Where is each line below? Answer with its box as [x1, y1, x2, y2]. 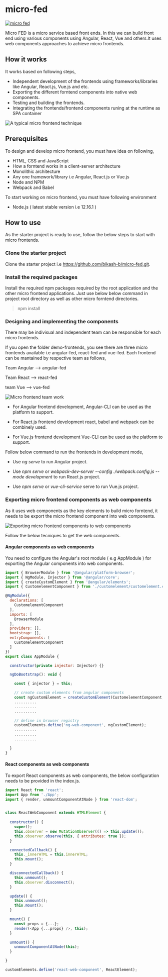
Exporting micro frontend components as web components [5, 496, 151, 503]
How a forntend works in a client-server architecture [12, 163, 121, 169]
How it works [5, 55, 47, 64]
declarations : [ [9, 598, 43, 603]
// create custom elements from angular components [14, 690, 124, 696]
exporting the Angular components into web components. [5, 560, 124, 566]
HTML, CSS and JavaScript [12, 157, 69, 164]
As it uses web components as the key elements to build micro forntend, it [5, 508, 158, 514]
